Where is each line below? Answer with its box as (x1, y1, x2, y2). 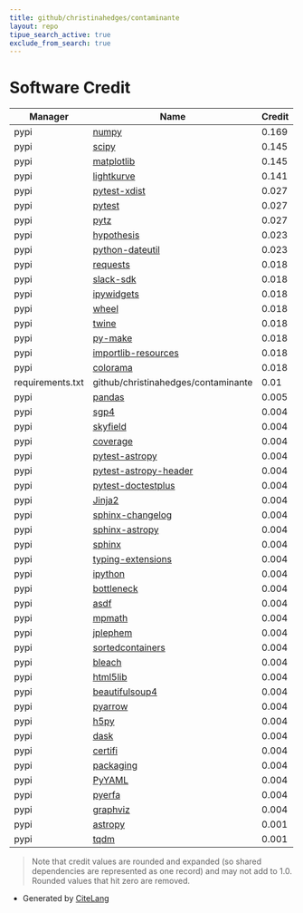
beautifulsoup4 (92, 685, 158, 698)
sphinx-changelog (92, 509, 173, 521)
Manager (28, 111, 70, 123)
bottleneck (92, 582, 138, 595)
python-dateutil (92, 244, 160, 257)
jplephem (92, 626, 133, 639)
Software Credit (9, 78, 131, 98)
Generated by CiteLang (22, 893, 110, 904)
